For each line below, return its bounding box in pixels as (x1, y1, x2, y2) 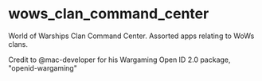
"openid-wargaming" (8, 63, 77, 72)
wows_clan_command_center (8, 5, 209, 23)
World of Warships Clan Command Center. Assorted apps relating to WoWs (8, 31, 255, 40)
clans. (8, 39, 28, 48)
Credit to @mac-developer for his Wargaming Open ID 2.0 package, (8, 55, 231, 64)
